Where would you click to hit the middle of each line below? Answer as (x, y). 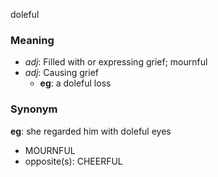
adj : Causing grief (61, 73)
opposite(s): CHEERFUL (73, 161)
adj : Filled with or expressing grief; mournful (116, 62)
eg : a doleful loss (75, 83)
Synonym (34, 109)
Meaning (32, 40)
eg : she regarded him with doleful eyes (91, 131)
